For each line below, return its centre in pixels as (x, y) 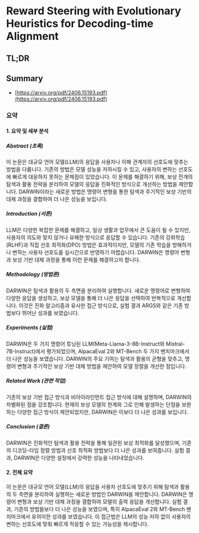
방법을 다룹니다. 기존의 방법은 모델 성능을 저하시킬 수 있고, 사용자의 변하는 (91, 169)
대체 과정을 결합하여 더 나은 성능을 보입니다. (57, 199)
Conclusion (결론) (28, 426)
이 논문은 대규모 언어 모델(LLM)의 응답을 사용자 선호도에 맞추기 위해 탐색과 (93, 487)
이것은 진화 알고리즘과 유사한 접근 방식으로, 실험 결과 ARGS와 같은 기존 (101, 306)
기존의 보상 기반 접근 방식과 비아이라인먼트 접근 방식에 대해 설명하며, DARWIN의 (99, 397)
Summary (25, 78)
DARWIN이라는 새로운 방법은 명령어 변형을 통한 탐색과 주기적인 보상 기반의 (105, 191)
